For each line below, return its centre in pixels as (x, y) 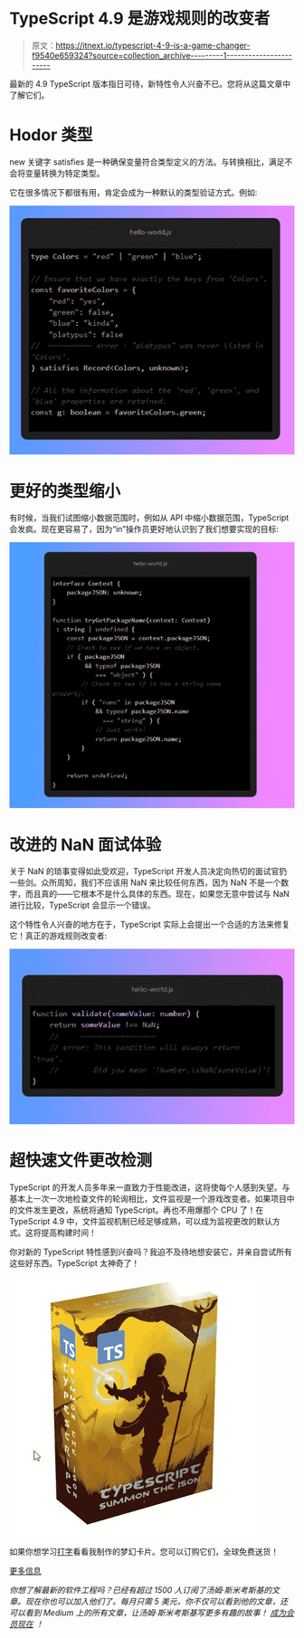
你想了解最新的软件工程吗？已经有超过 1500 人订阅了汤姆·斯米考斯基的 (141, 1590)
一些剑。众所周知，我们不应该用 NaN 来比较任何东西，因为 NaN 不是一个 (145, 882)
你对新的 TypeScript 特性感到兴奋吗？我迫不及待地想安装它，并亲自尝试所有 (151, 1252)
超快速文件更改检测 (81, 1161)
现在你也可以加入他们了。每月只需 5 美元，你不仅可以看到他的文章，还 (157, 1601)
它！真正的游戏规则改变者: (58, 936)
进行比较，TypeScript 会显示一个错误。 (82, 905)
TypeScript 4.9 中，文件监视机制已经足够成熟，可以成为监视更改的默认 (141, 1221)
